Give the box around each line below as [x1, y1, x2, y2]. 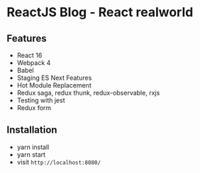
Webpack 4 [16, 59, 51, 67]
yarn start [16, 150, 46, 159]
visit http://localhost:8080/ [16, 157, 101, 166]
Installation [6, 124, 57, 136]
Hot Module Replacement [16, 81, 91, 89]
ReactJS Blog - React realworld [6, 4, 194, 20]
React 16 [16, 51, 43, 59]
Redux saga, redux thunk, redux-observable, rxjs [16, 89, 160, 97]
